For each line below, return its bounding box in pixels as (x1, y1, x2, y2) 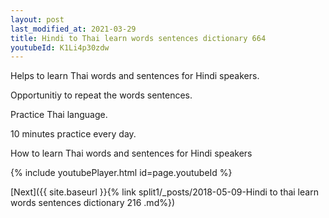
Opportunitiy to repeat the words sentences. (10, 89, 193, 101)
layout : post (10, 14, 65, 25)
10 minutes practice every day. (10, 128, 137, 140)
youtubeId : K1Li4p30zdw (10, 42, 110, 53)
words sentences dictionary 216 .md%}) (10, 197, 176, 209)
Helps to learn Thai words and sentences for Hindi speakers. (10, 70, 260, 82)
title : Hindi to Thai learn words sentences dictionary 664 (10, 33, 267, 43)
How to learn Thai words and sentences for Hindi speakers (10, 147, 253, 160)
